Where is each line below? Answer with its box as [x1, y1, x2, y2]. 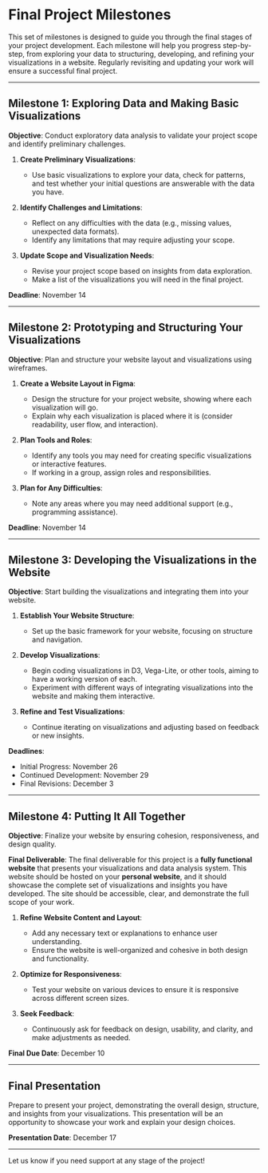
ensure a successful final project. [8, 66, 118, 75]
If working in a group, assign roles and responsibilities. [31, 467, 211, 477]
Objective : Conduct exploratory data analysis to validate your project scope [8, 130, 258, 140]
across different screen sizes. [31, 994, 129, 1003]
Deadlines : [8, 747, 45, 756]
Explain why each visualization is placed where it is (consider [31, 410, 233, 421]
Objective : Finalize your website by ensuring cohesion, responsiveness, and [8, 831, 259, 841]
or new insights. [31, 731, 85, 741]
